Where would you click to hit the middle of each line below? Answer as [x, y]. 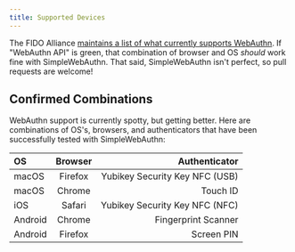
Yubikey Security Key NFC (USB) [170, 176]
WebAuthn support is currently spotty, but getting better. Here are [130, 120]
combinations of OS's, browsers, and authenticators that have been [133, 130]
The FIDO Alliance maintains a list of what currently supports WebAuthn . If [146, 43]
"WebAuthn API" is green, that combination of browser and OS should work [147, 52]
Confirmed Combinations [81, 99]
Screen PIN [215, 234]
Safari [74, 206]
